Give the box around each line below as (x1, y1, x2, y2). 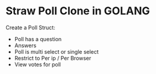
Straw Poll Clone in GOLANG (5, 4, 150, 18)
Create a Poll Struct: (5, 24, 55, 31)
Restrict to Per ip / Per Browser (14, 54, 92, 61)
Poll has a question (14, 35, 62, 42)
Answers (14, 42, 37, 49)
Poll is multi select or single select (14, 48, 99, 55)
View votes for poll (14, 61, 61, 68)
